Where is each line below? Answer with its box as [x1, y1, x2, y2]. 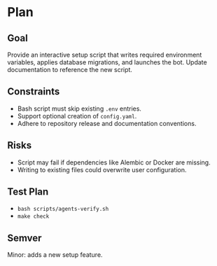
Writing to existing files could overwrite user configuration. [17, 165, 187, 174]
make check [17, 213, 50, 220]
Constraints [7, 85, 60, 98]
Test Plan [7, 186, 49, 198]
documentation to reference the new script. [7, 66, 133, 73]
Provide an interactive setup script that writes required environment [7, 50, 202, 59]
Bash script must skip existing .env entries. [17, 104, 142, 113]
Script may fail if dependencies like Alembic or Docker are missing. [17, 158, 211, 167]
